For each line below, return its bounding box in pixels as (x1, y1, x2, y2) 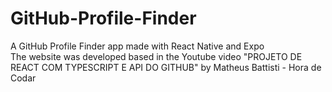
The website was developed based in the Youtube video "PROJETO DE (10, 50, 303, 62)
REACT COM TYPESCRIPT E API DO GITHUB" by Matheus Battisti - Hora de (10, 61, 322, 73)
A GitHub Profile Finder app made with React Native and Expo (10, 40, 265, 52)
